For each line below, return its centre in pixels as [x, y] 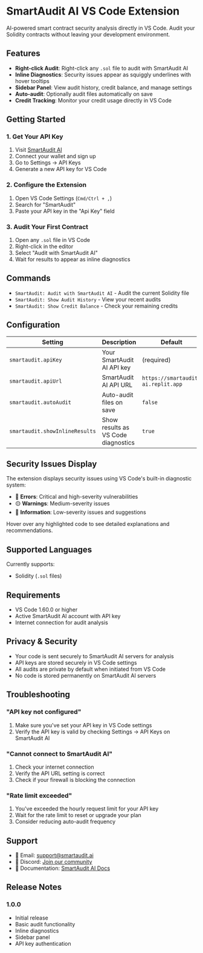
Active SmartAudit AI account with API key [68, 616]
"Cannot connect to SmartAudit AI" [60, 753]
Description [119, 342]
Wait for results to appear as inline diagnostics [73, 260]
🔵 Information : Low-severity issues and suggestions [80, 512]
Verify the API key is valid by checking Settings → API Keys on [92, 732]
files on [112, 402]
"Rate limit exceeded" [39, 795]
